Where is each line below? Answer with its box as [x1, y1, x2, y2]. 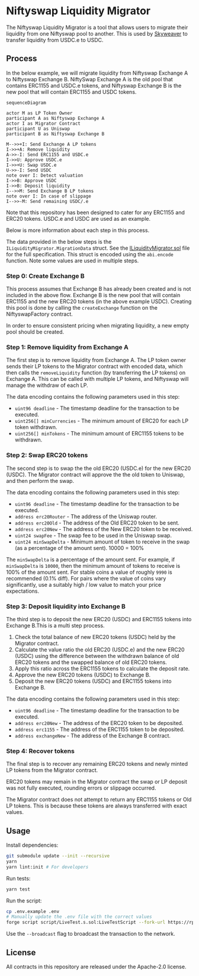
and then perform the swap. [6, 477, 75, 484]
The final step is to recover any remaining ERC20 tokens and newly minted [6, 761, 188, 768]
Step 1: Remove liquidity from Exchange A [6, 343, 129, 351]
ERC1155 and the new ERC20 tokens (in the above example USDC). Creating [6, 298, 192, 305]
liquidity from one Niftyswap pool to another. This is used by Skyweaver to [6, 30, 188, 37]
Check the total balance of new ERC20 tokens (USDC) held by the [14, 633, 176, 640]
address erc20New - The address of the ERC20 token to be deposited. [14, 719, 184, 726]
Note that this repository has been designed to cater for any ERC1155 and [6, 209, 185, 216]
